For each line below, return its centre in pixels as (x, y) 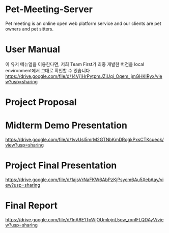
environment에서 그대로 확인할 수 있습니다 (48, 70)
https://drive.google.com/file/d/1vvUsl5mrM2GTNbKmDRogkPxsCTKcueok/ (84, 139)
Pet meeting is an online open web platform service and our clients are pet (83, 23)
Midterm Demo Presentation (66, 125)
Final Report (31, 206)
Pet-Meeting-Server (49, 9)
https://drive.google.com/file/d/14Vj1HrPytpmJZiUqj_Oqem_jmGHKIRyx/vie (84, 76)
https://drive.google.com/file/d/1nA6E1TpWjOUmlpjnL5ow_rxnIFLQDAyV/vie (84, 219)
